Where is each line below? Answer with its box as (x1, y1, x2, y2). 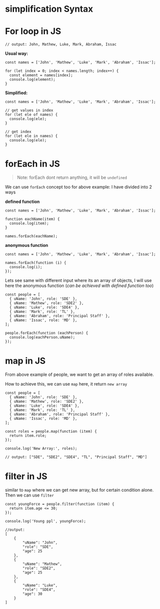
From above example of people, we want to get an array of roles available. (5, 371, 154, 377)
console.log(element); (9, 77, 56, 82)
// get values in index (5, 108, 54, 113)
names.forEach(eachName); (5, 234, 58, 239)
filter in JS (5, 471, 48, 482)
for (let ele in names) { (5, 133, 58, 139)
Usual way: (5, 50, 28, 57)
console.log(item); (9, 221, 49, 226)
